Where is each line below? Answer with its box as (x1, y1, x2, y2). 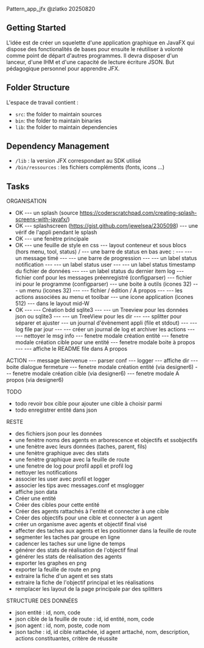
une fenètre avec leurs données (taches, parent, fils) (15, 443, 147, 450)
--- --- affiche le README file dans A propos (15, 345, 128, 353)
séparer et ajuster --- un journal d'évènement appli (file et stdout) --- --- (15, 319, 198, 326)
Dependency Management (6, 141, 110, 152)
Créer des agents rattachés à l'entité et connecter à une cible (15, 508, 169, 515)
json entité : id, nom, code (15, 609, 81, 616)
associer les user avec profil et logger (15, 475, 110, 483)
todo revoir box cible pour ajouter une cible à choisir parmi (15, 400, 163, 407)
